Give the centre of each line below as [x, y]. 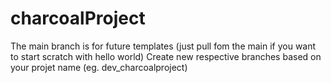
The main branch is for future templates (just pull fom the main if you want [163, 46]
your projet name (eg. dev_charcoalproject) [99, 67]
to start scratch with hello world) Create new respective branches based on [166, 56]
